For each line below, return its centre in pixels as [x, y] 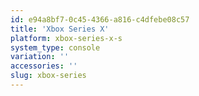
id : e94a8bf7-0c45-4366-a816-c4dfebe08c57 [100, 19]
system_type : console [55, 47]
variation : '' [40, 57]
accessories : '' [44, 66]
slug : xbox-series [48, 76]
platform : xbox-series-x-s [66, 38]
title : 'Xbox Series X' [60, 29]
